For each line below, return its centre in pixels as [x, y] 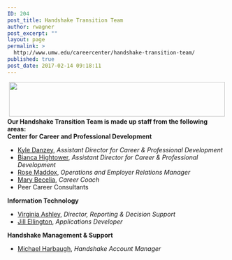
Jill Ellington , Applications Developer [70, 222]
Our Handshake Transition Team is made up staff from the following [108, 121]
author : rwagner [31, 27]
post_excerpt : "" [32, 33]
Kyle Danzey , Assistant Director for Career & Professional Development [120, 150]
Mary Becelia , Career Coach [58, 180]
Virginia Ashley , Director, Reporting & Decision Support [96, 214]
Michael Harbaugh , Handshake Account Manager [89, 248]
